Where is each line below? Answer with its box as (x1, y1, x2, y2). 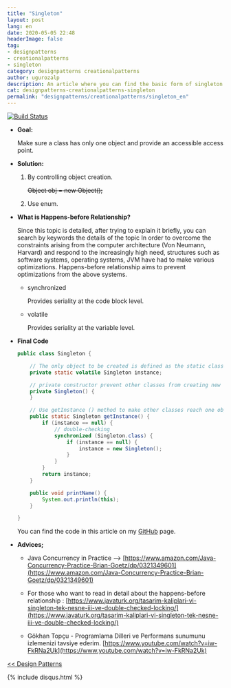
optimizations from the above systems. (16, 270, 127, 278)
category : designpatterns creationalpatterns (7, 67, 140, 74)
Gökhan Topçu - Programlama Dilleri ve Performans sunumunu (27, 632, 206, 640)
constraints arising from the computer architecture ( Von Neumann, (16, 241, 206, 249)
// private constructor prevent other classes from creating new (30, 382, 221, 388)
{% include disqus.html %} (7, 673, 83, 682)
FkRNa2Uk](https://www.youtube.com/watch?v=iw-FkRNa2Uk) (27, 647, 208, 655)
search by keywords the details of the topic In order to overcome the (16, 233, 212, 242)
